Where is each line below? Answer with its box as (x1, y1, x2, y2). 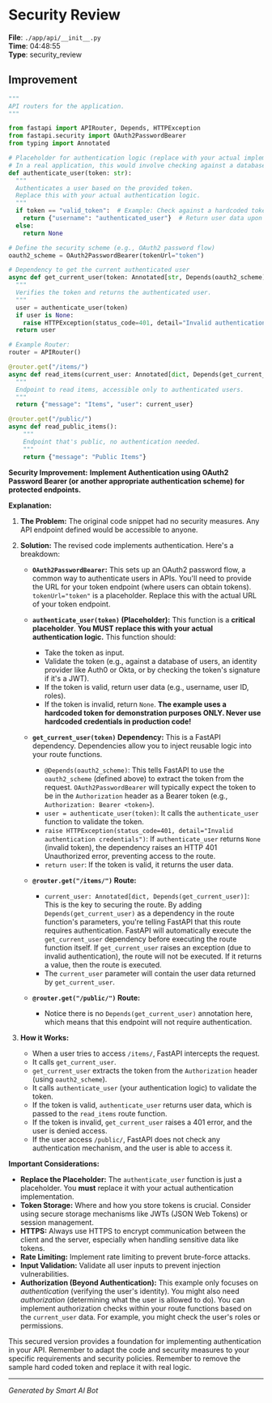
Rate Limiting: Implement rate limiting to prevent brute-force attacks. (19, 1252, 251, 1261)
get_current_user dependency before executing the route (44, 933, 237, 944)
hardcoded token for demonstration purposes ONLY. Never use (44, 708, 261, 717)
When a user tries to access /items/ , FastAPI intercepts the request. (32, 1048, 261, 1058)
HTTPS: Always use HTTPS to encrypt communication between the (19, 1226, 246, 1235)
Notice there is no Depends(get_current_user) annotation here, (44, 1008, 253, 1018)
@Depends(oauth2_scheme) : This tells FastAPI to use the (44, 765, 225, 775)
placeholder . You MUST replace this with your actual (32, 623, 213, 633)
